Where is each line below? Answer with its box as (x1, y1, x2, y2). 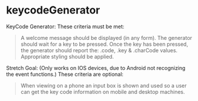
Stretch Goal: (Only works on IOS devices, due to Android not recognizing (6, 64, 186, 71)
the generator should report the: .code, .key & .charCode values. (20, 46, 178, 53)
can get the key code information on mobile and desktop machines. (20, 88, 185, 95)
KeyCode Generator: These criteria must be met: (6, 23, 125, 30)
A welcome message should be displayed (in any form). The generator (20, 34, 193, 41)
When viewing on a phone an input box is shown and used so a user (20, 82, 187, 89)
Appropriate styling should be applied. (20, 53, 114, 60)
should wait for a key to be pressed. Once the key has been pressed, (20, 41, 189, 48)
